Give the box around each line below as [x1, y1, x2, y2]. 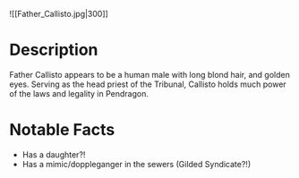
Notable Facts [9, 120, 115, 140]
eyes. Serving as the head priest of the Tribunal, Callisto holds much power [9, 79, 286, 89]
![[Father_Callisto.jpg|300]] [9, 9, 109, 19]
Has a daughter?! [21, 148, 86, 160]
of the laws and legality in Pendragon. [9, 88, 149, 98]
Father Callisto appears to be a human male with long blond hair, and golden [9, 69, 291, 80]
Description [9, 40, 98, 60]
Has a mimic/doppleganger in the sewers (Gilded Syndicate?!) [21, 158, 252, 169]
